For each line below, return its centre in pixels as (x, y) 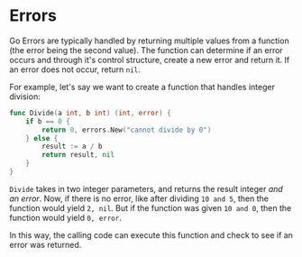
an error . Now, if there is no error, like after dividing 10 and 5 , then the (139, 198)
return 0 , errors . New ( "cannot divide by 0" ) (127, 130)
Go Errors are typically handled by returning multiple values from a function (150, 41)
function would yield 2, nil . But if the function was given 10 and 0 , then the (151, 207)
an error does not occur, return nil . (75, 69)
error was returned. (46, 244)
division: (25, 96)
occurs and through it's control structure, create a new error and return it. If (150, 60)
